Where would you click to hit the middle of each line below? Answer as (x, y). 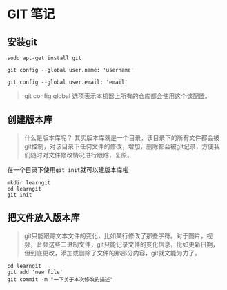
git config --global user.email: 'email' (68, 82)
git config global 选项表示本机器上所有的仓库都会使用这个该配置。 (118, 96)
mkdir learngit (29, 183)
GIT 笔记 (31, 14)
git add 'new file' (35, 272)
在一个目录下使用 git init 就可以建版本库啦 (68, 169)
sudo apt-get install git (44, 58)
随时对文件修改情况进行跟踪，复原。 (81, 155)
